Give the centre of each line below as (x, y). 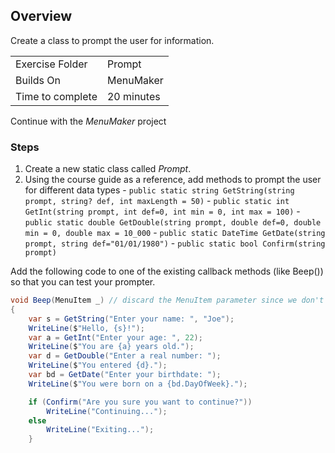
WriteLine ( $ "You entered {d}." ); (98, 365)
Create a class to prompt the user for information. (112, 40)
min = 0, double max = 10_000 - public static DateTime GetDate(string (175, 233)
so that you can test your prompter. (83, 282)
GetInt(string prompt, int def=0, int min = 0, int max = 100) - (162, 211)
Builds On (38, 80)
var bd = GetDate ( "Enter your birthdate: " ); (125, 375)
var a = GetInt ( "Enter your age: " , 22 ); (115, 337)
